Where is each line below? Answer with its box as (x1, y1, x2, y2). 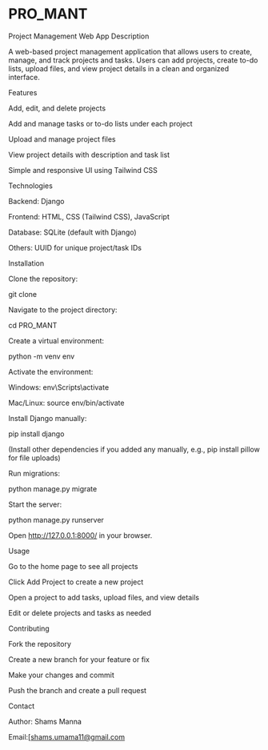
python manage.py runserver (8, 515, 104, 524)
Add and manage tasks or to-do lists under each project (8, 118, 193, 128)
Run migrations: (8, 468, 60, 478)
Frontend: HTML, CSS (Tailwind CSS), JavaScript (8, 211, 170, 221)
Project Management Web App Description (8, 31, 150, 41)
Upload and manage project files (8, 134, 116, 144)
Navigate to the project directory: (8, 305, 118, 315)
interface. (8, 72, 40, 82)
